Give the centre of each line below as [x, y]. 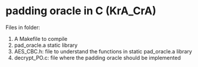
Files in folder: [23, 27]
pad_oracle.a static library [46, 45]
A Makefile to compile [41, 39]
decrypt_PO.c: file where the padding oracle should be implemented [98, 58]
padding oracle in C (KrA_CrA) [81, 11]
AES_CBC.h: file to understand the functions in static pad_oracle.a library [103, 51]
